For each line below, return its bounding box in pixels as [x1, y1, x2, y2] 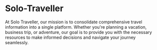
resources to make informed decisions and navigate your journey [5, 34, 136, 40]
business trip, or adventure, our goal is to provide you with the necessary [5, 29, 152, 35]
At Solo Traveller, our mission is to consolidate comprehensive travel [5, 19, 142, 25]
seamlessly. [5, 39, 29, 45]
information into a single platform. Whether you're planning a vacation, [5, 24, 147, 30]
